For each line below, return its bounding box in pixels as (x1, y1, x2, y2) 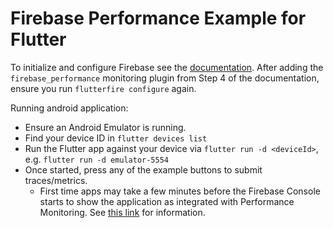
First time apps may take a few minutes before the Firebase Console (39, 185, 321, 197)
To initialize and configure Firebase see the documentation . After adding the (10, 61, 324, 73)
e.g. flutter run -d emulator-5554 (24, 153, 170, 165)
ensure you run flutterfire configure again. (10, 82, 197, 94)
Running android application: (10, 102, 129, 114)
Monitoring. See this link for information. (39, 206, 206, 218)
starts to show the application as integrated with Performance (39, 195, 295, 207)
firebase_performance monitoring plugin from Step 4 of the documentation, (10, 72, 320, 84)
